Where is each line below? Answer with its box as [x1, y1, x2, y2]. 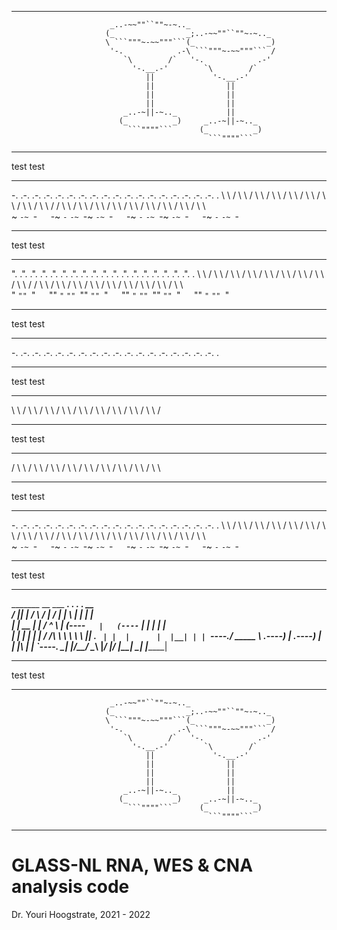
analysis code [11, 876, 130, 898]
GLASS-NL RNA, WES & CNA [11, 854, 254, 877]
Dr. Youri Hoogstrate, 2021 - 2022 [11, 908, 151, 920]
